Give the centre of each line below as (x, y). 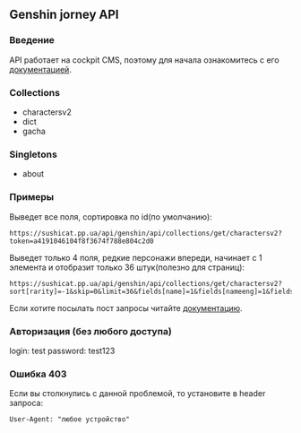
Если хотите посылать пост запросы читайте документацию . (126, 307)
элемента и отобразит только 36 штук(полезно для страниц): (127, 267)
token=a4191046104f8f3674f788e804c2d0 (82, 241)
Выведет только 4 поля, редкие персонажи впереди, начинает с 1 (136, 257)
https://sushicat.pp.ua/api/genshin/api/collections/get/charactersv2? (146, 233)
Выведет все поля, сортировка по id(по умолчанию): (111, 216)
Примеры (32, 197)
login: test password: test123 (62, 351)
